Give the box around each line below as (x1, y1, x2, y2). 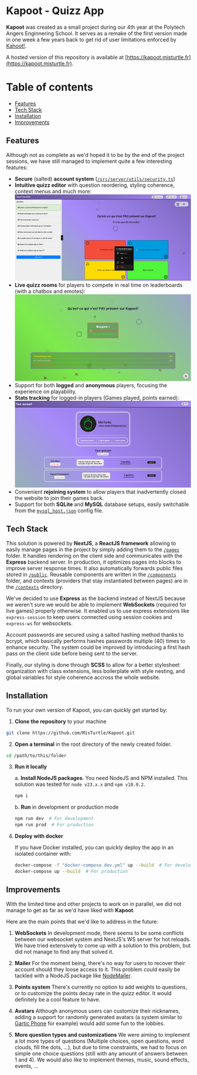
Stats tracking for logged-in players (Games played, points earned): (14, 394, 180, 401)
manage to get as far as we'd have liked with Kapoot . (6, 906, 135, 913)
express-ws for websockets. (6, 619, 73, 627)
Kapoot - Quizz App (6, 4, 104, 18)
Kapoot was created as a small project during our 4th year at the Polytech (6, 24, 185, 31)
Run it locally (14, 763, 47, 771)
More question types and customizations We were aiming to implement (14, 1031, 191, 1038)
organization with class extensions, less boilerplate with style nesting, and (6, 667, 185, 674)
